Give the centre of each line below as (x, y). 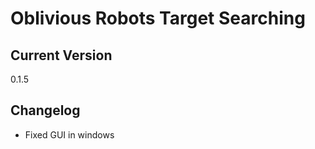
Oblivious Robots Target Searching (158, 18)
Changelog (45, 110)
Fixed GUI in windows (69, 134)
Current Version (61, 55)
